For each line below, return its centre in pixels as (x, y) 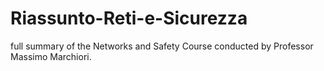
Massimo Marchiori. (51, 56)
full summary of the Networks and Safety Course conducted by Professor (162, 46)
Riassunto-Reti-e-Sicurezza (129, 18)
